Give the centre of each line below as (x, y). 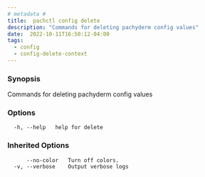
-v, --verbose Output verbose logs (72, 166)
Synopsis (24, 79)
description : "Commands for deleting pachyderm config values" (103, 27)
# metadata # (27, 14)
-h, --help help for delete (58, 128)
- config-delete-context (51, 54)
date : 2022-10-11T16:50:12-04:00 (59, 34)
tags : (15, 41)
